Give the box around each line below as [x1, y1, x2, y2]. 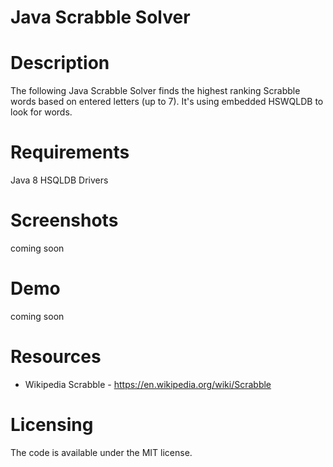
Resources [10, 346, 102, 368]
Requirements [10, 141, 130, 164]
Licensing [10, 414, 94, 436]
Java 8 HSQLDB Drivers [10, 174, 109, 186]
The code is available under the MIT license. [10, 446, 193, 458]
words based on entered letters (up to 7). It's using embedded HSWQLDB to [10, 96, 324, 108]
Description [10, 52, 110, 75]
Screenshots [10, 209, 119, 232]
